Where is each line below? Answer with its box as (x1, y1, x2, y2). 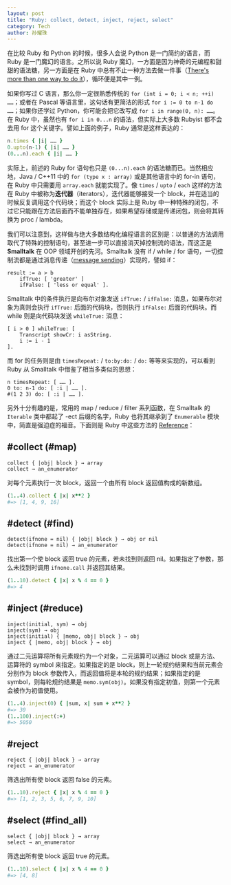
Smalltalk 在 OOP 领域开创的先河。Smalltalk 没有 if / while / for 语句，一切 (7, 247, 218, 255)
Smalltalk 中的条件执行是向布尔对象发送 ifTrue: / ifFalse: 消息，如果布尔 (7, 294, 217, 303)
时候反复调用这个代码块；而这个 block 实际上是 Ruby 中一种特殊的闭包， (7, 198, 213, 206)
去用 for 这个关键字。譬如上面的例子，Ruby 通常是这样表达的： (7, 124, 186, 132)
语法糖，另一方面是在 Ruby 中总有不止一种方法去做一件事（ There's (19, 66, 210, 74)
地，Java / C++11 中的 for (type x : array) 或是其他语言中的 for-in (7, 172, 200, 180)
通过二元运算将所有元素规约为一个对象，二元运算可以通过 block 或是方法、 (7, 652, 219, 660)
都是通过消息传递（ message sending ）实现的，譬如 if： (19, 255, 177, 264)
